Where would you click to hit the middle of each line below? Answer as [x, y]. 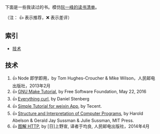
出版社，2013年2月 [31, 86]
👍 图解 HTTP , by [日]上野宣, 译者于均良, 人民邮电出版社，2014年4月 [81, 126]
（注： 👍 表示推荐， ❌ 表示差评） [39, 18]
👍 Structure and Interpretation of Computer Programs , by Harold [78, 113]
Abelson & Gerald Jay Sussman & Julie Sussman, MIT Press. [73, 120]
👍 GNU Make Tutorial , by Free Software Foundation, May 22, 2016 [79, 91]
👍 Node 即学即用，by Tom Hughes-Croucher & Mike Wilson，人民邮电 [84, 78]
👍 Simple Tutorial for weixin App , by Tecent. [57, 106]
